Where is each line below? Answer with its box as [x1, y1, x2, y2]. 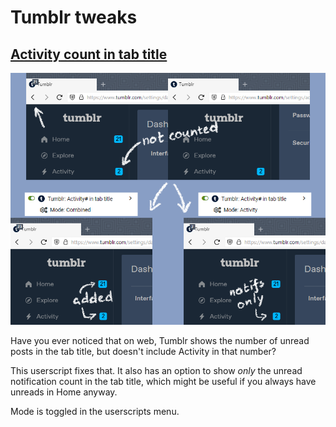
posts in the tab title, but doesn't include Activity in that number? [10, 346, 277, 358]
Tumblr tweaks [10, 6, 138, 29]
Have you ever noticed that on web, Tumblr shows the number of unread [10, 335, 310, 347]
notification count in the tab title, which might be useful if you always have [10, 376, 317, 388]
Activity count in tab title [10, 46, 168, 63]
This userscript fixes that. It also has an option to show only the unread [10, 365, 303, 377]
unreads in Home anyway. [10, 386, 118, 398]
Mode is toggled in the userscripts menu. [10, 406, 180, 418]
